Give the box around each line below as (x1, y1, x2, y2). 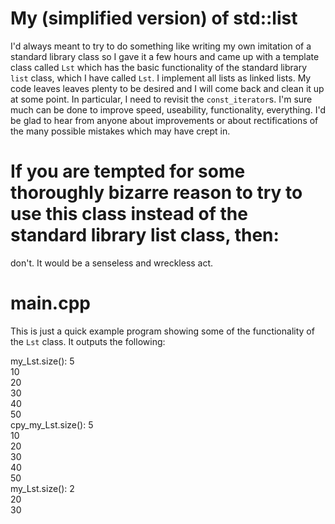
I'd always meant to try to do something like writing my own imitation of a (10, 40, 312, 52)
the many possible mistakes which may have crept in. (10, 125, 231, 137)
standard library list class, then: (10, 224, 280, 247)
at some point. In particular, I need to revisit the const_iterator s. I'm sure (10, 93, 313, 105)
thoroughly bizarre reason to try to (10, 182, 303, 204)
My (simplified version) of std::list (10, 7, 298, 30)
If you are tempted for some (10, 160, 246, 183)
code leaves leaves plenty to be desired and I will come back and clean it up (10, 82, 325, 94)
